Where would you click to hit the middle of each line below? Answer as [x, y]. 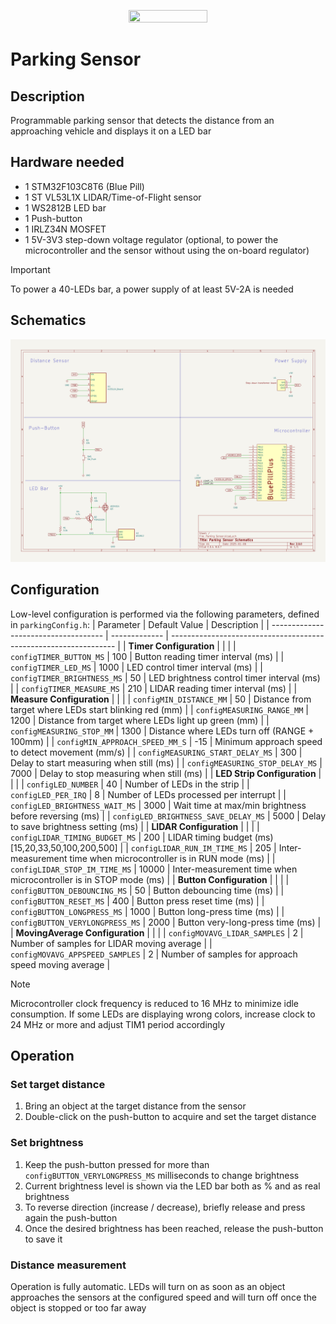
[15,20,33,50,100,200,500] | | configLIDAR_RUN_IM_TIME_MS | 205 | [143, 847]
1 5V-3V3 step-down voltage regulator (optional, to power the [151, 239]
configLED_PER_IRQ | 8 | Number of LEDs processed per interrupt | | [148, 794]
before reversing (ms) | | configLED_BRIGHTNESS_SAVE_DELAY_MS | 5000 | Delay [168, 816]
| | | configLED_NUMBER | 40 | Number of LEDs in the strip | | [130, 784]
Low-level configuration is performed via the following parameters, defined [165, 614]
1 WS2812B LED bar [65, 207]
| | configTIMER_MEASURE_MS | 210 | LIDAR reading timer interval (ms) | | [154, 688]
